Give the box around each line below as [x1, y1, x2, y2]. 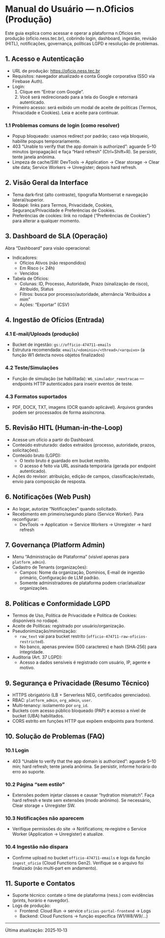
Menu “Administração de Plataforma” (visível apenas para [12, 554, 129, 560]
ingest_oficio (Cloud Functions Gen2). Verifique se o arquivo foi [12, 860, 144, 866]
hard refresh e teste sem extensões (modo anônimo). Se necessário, [12, 797, 151, 803]
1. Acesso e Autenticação [5, 55, 84, 63]
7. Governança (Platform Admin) [5, 540, 106, 549]
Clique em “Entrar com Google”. [19, 88, 84, 94]
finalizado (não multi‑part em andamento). [12, 865, 98, 871]
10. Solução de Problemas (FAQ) [5, 732, 105, 740]
